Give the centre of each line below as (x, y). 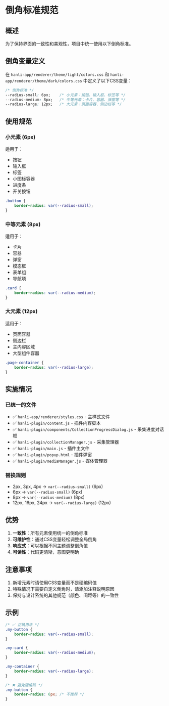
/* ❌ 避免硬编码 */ (24, 685)
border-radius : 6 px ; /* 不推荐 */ (49, 694)
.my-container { (22, 667)
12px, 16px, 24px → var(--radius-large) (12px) (62, 503)
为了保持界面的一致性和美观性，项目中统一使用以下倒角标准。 (69, 44)
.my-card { (17, 648)
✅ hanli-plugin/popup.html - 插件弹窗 (52, 455)
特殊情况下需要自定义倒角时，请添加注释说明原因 (63, 589)
